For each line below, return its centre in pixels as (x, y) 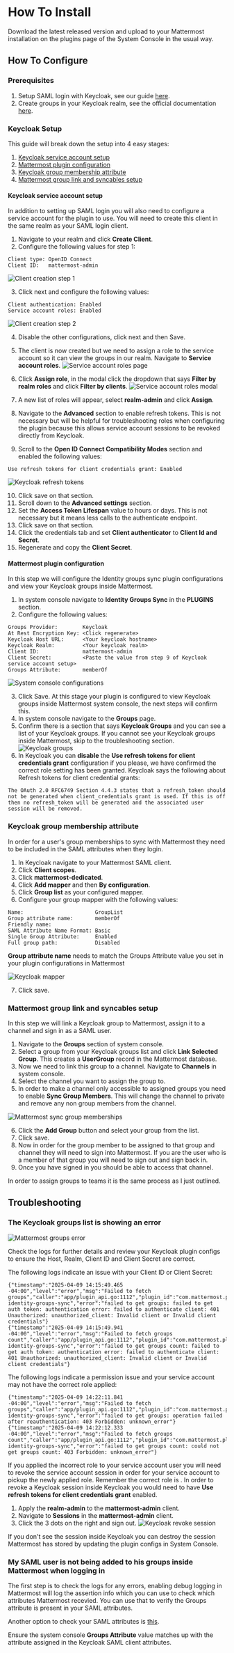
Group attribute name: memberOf (64, 918)
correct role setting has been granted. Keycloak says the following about (122, 770)
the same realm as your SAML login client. (68, 226)
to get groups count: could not (173, 1446)
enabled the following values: (60, 456)
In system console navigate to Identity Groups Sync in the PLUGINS (116, 600)
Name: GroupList (66, 912)
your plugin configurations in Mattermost (66, 963)
